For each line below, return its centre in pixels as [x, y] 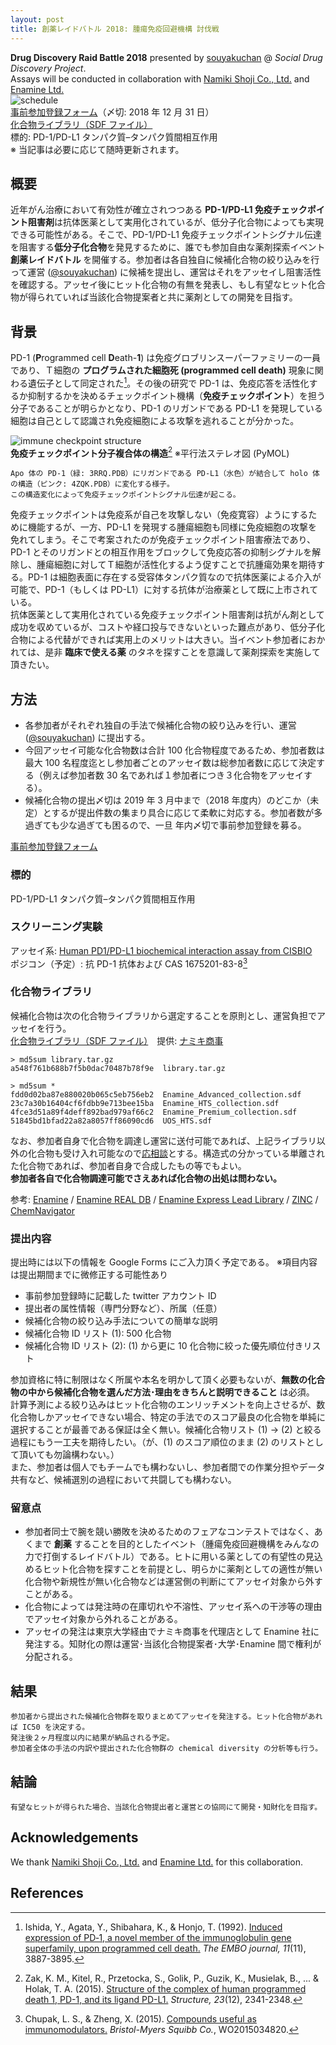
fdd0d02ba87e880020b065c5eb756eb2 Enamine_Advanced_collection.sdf [156, 1094]
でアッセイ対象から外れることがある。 [103, 1619]
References [47, 1893]
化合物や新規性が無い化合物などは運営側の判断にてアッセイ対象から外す [173, 1582]
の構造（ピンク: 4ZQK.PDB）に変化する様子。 [92, 484]
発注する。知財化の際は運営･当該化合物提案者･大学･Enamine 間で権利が [173, 1644]
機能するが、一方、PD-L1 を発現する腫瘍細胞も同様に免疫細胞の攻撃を [172, 527]
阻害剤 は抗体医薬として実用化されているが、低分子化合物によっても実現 [176, 222]
